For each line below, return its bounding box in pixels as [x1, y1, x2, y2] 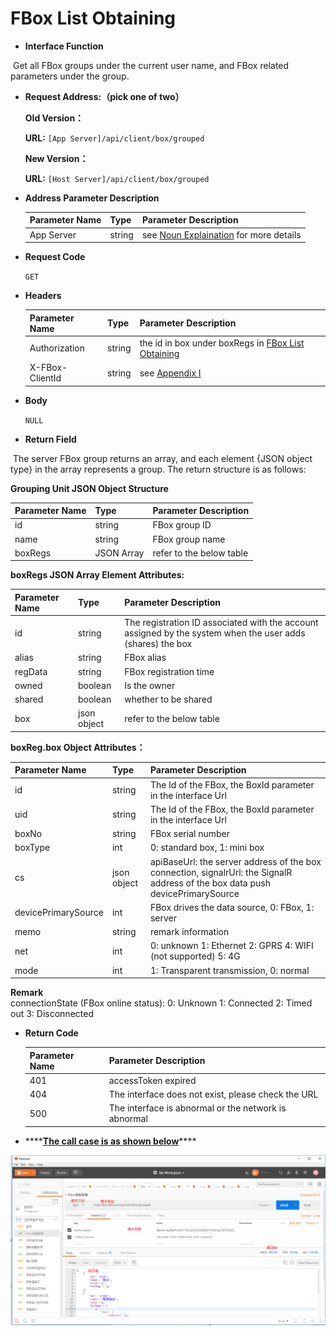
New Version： [24, 152, 89, 164]
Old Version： [24, 112, 85, 124]
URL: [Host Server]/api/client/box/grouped [24, 172, 210, 184]
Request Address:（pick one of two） [24, 90, 185, 102]
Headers [24, 290, 62, 302]
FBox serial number [149, 828, 230, 840]
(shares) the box [124, 638, 193, 650]
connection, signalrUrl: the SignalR [149, 866, 293, 878]
